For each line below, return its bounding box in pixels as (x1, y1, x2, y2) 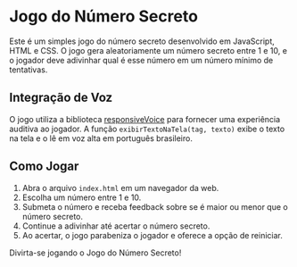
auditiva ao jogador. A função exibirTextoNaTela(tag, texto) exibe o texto (9, 123, 285, 134)
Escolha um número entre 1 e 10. (21, 192, 142, 203)
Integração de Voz (9, 90, 113, 105)
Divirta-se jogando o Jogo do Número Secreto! (9, 247, 182, 258)
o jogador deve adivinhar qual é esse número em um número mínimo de (9, 54, 274, 65)
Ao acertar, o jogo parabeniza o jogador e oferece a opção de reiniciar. (21, 229, 284, 240)
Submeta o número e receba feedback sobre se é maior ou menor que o (21, 201, 288, 212)
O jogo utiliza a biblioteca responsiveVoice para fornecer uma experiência (9, 113, 281, 124)
